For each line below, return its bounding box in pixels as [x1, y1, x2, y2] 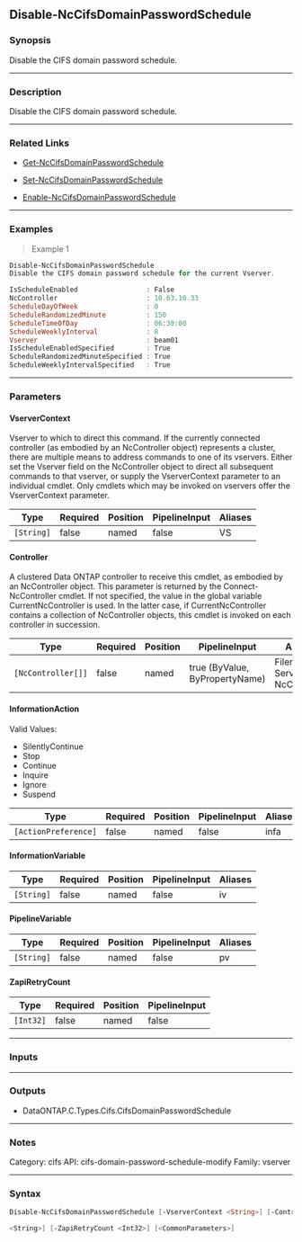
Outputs [9, 1085, 47, 1097]
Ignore [22, 779, 48, 790]
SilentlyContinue [22, 741, 84, 752]
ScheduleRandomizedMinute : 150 [9, 310, 167, 319]
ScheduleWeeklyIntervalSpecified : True [9, 361, 171, 370]
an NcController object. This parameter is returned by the [9, 581, 222, 592]
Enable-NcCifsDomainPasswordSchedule [22, 192, 177, 203]
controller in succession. [9, 620, 101, 630]
